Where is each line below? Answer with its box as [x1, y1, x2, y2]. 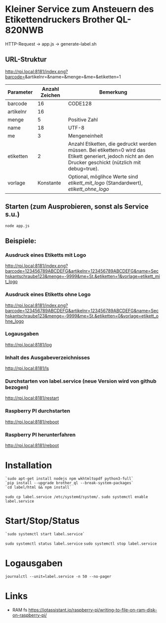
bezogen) [5, 384, 29, 391]
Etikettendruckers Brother [5, 14, 115, 25]
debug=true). [68, 165, 99, 172]
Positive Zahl [68, 116, 98, 123]
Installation [5, 460, 52, 471]
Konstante [37, 179, 61, 186]
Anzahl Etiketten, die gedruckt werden [68, 140, 157, 147]
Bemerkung [99, 88, 127, 95]
